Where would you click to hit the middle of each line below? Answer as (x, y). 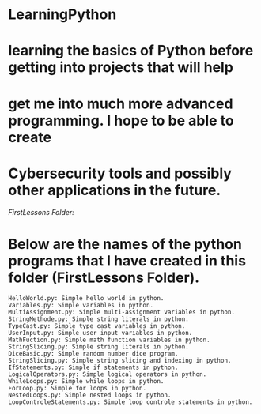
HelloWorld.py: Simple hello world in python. (86, 299)
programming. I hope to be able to (121, 120)
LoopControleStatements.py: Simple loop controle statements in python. (130, 402)
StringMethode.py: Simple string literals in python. (99, 319)
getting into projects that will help (121, 68)
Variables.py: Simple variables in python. (81, 306)
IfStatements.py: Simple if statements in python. (93, 368)
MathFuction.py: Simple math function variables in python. (110, 340)
